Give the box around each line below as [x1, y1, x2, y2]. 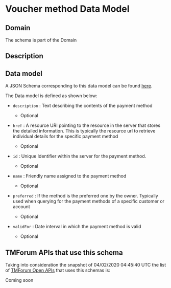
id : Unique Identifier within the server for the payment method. [12, 153, 146, 159]
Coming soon [5, 277, 34, 283]
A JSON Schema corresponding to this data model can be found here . [5, 83, 153, 89]
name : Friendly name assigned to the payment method [12, 173, 127, 179]
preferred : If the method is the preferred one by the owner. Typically [12, 193, 158, 199]
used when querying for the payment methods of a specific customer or [12, 198, 165, 205]
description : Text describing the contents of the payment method [12, 103, 153, 109]
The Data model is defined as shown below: [5, 93, 97, 99]
